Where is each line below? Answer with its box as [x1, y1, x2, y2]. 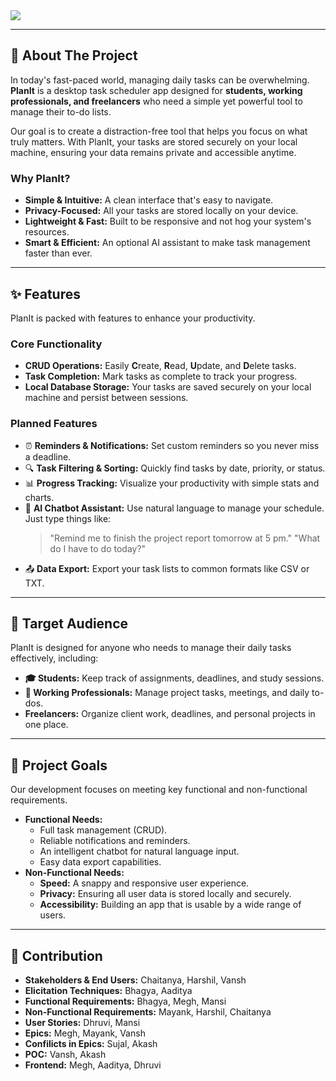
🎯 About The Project [10, 47, 138, 64]
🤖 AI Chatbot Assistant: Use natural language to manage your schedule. [24, 502, 325, 514]
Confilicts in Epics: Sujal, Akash [24, 1037, 158, 1049]
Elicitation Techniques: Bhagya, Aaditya [24, 984, 193, 996]
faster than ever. [24, 247, 93, 259]
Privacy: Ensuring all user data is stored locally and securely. [39, 888, 292, 900]
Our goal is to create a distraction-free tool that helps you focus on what [10, 125, 308, 137]
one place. [24, 719, 69, 731]
